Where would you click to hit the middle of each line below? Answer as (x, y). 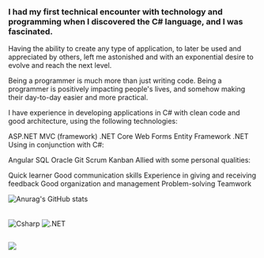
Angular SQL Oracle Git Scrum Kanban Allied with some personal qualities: (130, 160)
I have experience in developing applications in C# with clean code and (124, 113)
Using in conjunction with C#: (56, 145)
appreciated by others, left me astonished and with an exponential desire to (131, 57)
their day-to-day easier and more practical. (78, 98)
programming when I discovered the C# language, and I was (126, 21)
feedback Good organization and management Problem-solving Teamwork (130, 184)
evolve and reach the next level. (60, 65)
